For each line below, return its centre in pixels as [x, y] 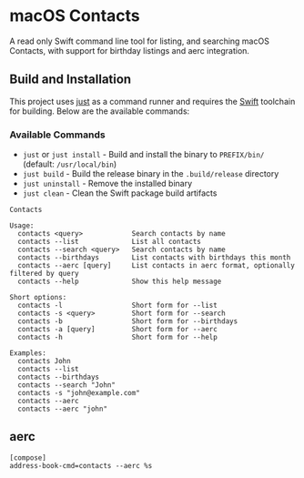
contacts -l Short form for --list [118, 306]
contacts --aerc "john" [62, 409]
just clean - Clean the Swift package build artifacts [120, 193]
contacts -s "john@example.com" [79, 393]
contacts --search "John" [67, 385]
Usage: [22, 226]
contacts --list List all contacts [110, 242]
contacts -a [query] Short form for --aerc [118, 330]
